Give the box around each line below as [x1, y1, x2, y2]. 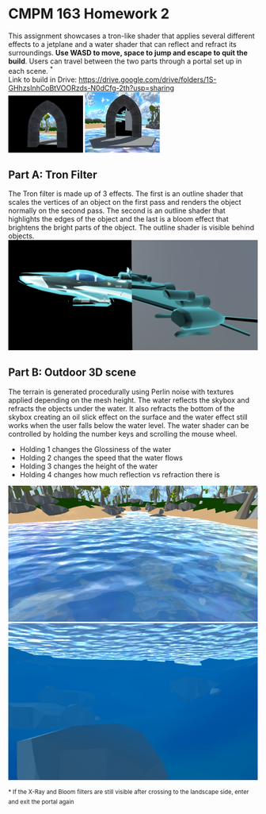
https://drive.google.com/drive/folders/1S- [78, 75, 217, 84]
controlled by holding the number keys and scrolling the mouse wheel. [8, 429, 237, 438]
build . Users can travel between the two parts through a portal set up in [8, 56, 242, 66]
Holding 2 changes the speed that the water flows [19, 453, 184, 462]
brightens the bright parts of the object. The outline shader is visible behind [8, 223, 255, 233]
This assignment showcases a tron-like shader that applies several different [8, 31, 255, 41]
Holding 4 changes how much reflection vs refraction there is [19, 469, 220, 479]
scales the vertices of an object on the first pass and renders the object [8, 198, 241, 207]
